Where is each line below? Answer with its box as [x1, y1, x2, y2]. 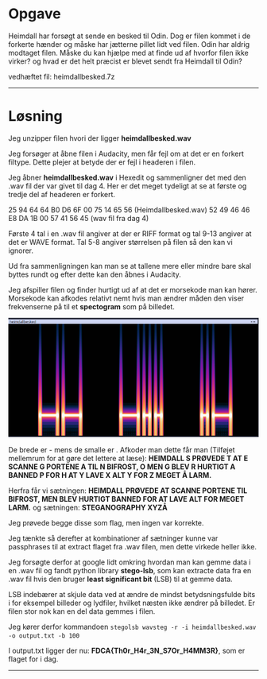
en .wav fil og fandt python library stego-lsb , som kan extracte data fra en [8, 566, 252, 575]
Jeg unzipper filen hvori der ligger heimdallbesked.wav [8, 133, 192, 143]
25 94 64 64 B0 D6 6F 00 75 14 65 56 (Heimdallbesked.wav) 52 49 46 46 [8, 204, 250, 215]
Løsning [8, 107, 63, 126]
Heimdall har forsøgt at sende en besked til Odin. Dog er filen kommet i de [8, 31, 251, 41]
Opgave [8, 5, 61, 23]
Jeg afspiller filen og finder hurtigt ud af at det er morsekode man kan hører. [8, 285, 258, 294]
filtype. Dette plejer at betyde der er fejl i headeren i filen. [8, 157, 196, 167]
